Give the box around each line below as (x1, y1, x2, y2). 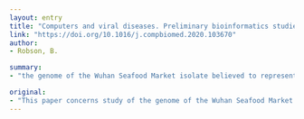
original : (9, 87, 47, 96)
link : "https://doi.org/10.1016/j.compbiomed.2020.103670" (9, 30, 237, 39)
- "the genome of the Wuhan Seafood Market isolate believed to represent (9, 71, 298, 81)
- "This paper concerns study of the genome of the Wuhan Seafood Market (9, 96, 294, 105)
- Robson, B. (9, 47, 59, 56)
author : (9, 38, 39, 48)
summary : (9, 63, 43, 72)
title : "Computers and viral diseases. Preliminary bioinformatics (9, 22, 270, 31)
